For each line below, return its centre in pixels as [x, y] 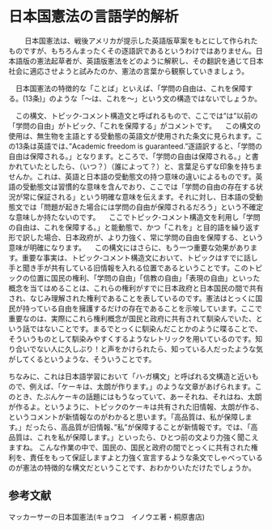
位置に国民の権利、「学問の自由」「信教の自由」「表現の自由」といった [145, 277]
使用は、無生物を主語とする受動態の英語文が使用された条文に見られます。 [132, 135]
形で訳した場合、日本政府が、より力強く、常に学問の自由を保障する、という [136, 237]
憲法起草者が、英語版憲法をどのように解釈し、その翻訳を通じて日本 [150, 61]
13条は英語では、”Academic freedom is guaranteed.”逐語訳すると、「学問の [139, 146]
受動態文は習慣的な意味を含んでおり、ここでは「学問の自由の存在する [139, 187]
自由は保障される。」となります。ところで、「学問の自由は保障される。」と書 [134, 156]
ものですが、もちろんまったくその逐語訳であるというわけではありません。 [132, 50]
